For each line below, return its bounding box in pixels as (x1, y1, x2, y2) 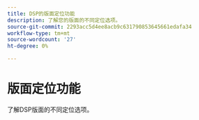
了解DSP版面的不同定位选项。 (7, 105, 94, 114)
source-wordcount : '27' (7, 36, 77, 43)
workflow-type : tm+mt (7, 29, 71, 37)
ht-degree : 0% (7, 43, 49, 50)
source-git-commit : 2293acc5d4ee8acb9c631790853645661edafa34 (7, 23, 192, 30)
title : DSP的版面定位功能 (7, 10, 75, 17)
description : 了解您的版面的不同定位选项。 (7, 17, 121, 24)
